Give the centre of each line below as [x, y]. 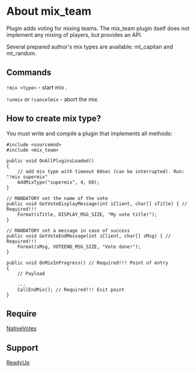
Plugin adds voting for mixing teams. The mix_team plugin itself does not [98, 28]
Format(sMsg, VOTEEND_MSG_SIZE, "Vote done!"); [79, 247]
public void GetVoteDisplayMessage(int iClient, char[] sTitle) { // [97, 204]
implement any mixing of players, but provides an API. [74, 34]
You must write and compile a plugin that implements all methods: [89, 133]
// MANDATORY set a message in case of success [68, 231]
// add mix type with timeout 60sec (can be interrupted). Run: [101, 171]
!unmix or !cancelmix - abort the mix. [53, 99]
